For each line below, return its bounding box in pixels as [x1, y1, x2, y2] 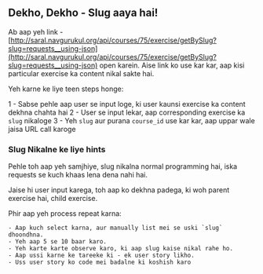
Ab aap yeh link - [8, 27, 64, 36]
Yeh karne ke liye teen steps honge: [8, 84, 124, 93]
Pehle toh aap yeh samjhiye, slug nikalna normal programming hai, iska [8, 162, 238, 171]
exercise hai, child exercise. [8, 194, 98, 203]
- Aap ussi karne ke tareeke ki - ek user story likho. [8, 251, 195, 260]
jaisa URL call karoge [8, 124, 76, 133]
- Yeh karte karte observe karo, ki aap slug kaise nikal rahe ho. [8, 245, 234, 253]
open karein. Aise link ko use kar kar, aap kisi [99, 60, 245, 70]
